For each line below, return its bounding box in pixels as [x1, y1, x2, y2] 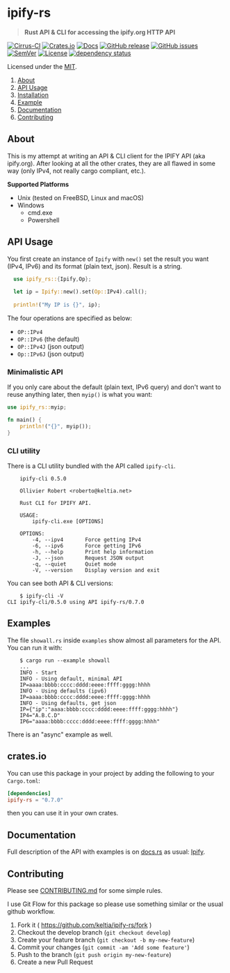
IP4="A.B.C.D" [19, 711, 60, 719]
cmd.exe [27, 208, 53, 217]
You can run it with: [7, 643, 63, 651]
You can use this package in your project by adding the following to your [7, 769, 215, 777]
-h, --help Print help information [32, 549, 154, 556]
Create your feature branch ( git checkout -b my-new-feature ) [17, 936, 195, 944]
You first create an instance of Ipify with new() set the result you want [7, 255, 209, 263]
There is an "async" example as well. [7, 730, 113, 739]
